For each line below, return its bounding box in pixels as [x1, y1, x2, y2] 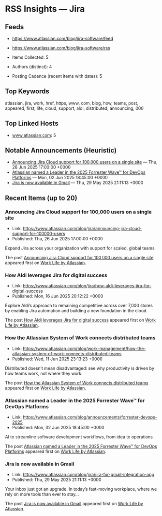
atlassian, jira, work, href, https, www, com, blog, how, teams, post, [5, 100, 139, 106]
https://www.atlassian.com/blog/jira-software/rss [12, 45, 110, 50]
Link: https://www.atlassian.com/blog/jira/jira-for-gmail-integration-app [12, 472, 155, 478]
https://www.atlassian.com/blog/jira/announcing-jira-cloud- [23, 226, 142, 232]
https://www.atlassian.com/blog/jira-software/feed [12, 35, 114, 41]
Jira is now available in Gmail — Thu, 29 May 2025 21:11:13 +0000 [12, 180, 144, 185]
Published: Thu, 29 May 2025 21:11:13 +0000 [12, 477, 102, 483]
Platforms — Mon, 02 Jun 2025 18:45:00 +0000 [12, 175, 108, 181]
